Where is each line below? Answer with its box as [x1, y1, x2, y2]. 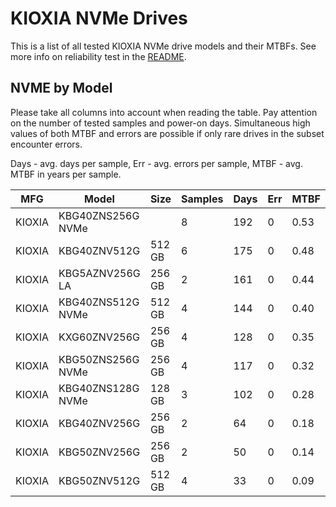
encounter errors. [10, 138, 83, 150]
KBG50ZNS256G [58, 352, 140, 366]
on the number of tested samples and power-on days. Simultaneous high [10, 117, 311, 129]
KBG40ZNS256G [58, 208, 140, 222]
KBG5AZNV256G [58, 266, 141, 280]
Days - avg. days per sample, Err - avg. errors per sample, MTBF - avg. [10, 157, 303, 169]
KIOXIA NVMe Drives [10, 7, 188, 30]
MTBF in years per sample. [10, 168, 122, 180]
